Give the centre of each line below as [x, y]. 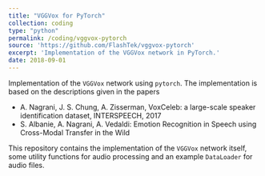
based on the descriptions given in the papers [84, 91]
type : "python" [34, 30]
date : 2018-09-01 [37, 61]
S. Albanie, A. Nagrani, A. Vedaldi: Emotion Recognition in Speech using [138, 124]
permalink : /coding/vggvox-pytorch [68, 38]
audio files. [26, 165]
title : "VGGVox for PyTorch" [57, 16]
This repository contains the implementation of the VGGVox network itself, [128, 148]
